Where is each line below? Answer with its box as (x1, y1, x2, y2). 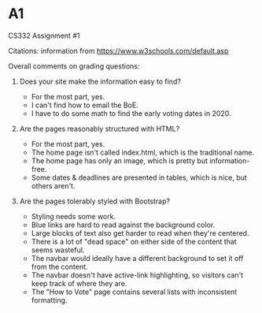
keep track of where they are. (31, 278, 127, 288)
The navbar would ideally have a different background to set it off (31, 253, 244, 263)
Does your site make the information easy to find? (19, 76, 181, 86)
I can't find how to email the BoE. (31, 100, 139, 110)
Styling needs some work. (31, 211, 116, 221)
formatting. (31, 295, 68, 304)
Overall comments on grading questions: (8, 61, 140, 71)
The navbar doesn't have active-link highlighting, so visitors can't (31, 270, 244, 280)
